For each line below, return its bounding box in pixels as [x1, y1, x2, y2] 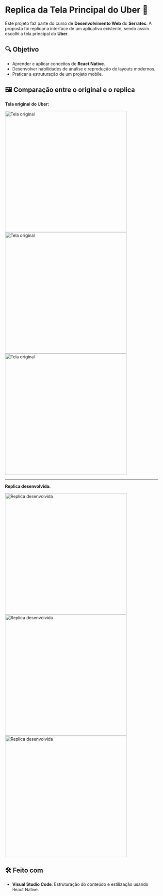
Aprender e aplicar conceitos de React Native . [12, 61, 105, 66]
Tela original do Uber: [5, 101, 49, 107]
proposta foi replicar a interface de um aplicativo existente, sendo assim [5, 25, 149, 31]
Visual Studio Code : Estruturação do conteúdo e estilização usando [12, 881, 149, 887]
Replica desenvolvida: [5, 483, 51, 489]
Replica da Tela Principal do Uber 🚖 [5, 4, 148, 16]
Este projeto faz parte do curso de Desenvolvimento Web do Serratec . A [5, 20, 152, 26]
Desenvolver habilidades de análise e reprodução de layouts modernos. [12, 66, 156, 72]
